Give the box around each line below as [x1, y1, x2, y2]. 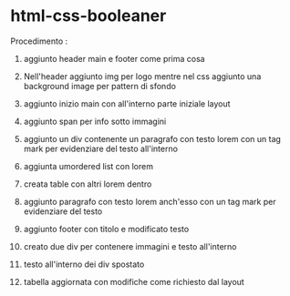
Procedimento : [10, 36, 68, 46]
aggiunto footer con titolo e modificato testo [23, 223, 190, 234]
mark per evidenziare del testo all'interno [23, 143, 179, 154]
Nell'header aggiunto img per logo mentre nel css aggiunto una [23, 70, 262, 82]
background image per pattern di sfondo [23, 80, 177, 91]
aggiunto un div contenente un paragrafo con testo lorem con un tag [23, 133, 282, 144]
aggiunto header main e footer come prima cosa [23, 53, 205, 64]
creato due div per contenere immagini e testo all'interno [23, 240, 237, 251]
